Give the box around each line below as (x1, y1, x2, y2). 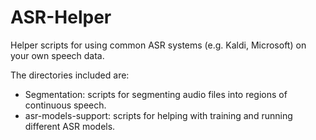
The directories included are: (10, 69, 130, 81)
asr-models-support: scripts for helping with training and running (24, 109, 293, 121)
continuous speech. (24, 99, 107, 111)
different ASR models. (24, 120, 116, 132)
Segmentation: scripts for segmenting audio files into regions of (24, 88, 288, 100)
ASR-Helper (10, 6, 112, 29)
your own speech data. (10, 49, 105, 61)
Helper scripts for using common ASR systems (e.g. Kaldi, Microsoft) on (10, 39, 307, 51)
